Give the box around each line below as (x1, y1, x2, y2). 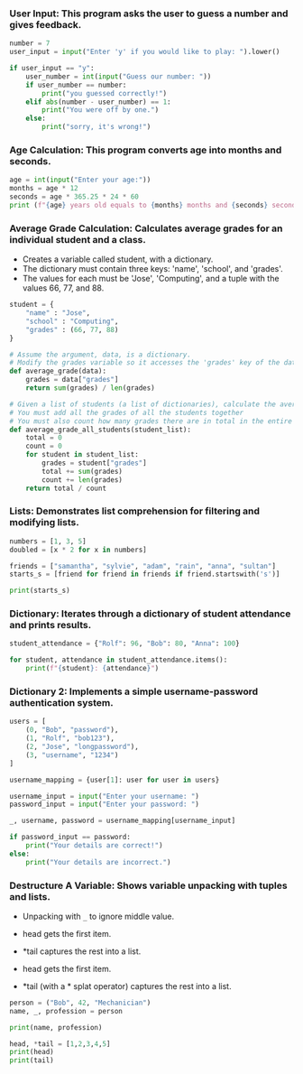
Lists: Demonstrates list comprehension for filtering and (9, 505, 260, 517)
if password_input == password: (9, 833, 131, 842)
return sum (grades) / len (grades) (25, 384, 155, 393)
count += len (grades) (41, 475, 124, 485)
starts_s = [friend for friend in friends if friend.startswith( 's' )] (9, 569, 280, 579)
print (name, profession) (9, 1023, 103, 1032)
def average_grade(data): (9, 366, 106, 376)
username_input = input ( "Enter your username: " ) (9, 792, 200, 801)
